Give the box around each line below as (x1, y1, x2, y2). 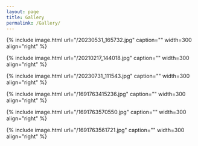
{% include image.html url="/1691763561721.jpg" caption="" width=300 (6, 127, 185, 134)
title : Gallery (6, 14, 45, 20)
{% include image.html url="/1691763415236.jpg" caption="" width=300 (6, 91, 186, 98)
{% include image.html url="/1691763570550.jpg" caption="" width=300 (6, 109, 187, 116)
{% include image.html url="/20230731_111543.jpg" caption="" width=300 (6, 73, 190, 80)
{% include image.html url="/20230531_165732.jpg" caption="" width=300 (6, 37, 192, 44)
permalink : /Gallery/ (6, 20, 61, 26)
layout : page (6, 8, 39, 15)
